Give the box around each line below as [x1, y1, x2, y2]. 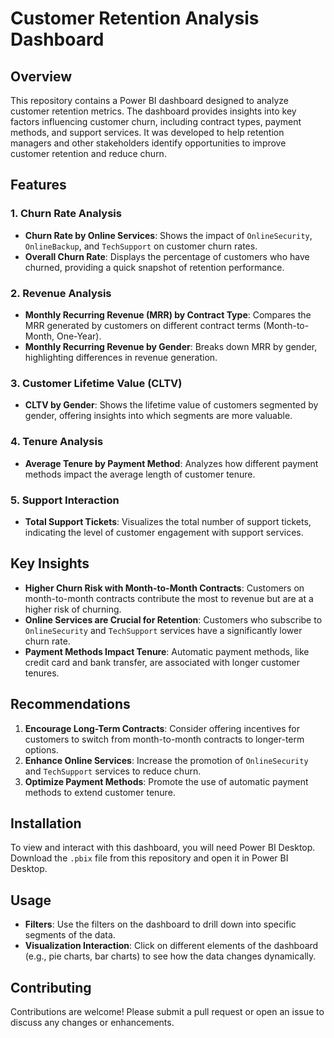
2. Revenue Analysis [10, 286, 112, 300]
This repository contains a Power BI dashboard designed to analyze [10, 95, 289, 106]
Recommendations [10, 696, 131, 713]
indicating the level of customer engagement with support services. [24, 526, 304, 538]
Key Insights [10, 555, 90, 572]
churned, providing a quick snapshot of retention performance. [24, 261, 285, 273]
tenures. [24, 667, 60, 679]
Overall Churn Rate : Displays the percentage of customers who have [24, 250, 310, 262]
